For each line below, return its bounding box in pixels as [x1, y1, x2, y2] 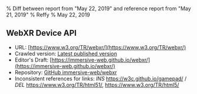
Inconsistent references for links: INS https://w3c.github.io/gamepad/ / [14, 75, 187, 82]
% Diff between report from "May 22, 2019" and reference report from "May [6, 5, 192, 12]
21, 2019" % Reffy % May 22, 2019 [6, 11, 90, 18]
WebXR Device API [6, 28, 77, 38]
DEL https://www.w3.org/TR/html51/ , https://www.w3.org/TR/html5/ [14, 81, 179, 88]
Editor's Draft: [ [14, 56, 52, 63]
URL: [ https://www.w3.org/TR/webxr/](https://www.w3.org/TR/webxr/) [14, 43, 186, 51]
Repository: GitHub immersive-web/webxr [14, 69, 117, 76]
